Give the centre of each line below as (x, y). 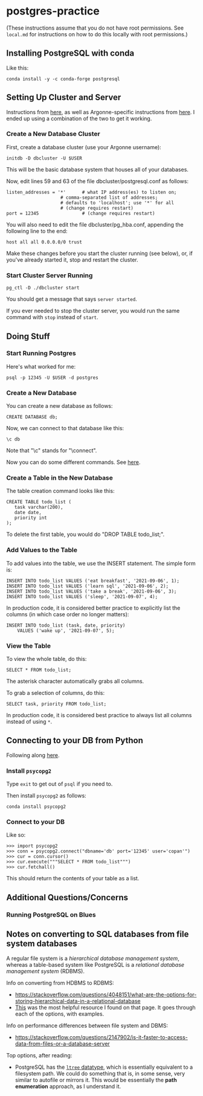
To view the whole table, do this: (47, 659)
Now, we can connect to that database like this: (65, 428)
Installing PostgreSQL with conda (70, 53)
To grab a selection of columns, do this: (56, 693)
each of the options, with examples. (60, 1014)
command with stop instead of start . (52, 317)
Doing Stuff (28, 336)
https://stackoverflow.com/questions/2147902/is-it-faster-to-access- (101, 1037)
